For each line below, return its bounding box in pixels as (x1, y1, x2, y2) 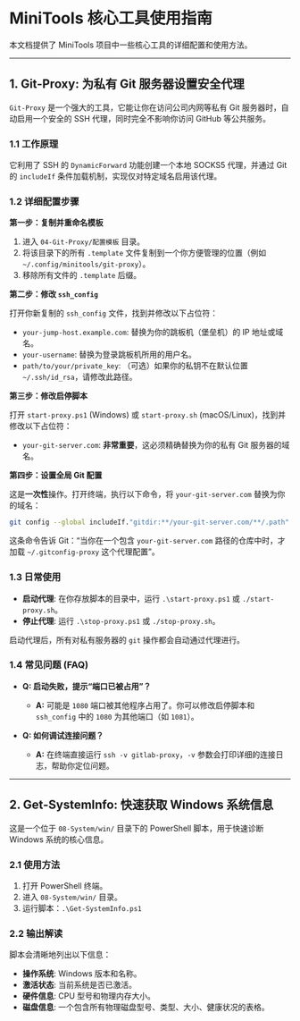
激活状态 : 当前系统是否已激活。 (21, 980, 137, 991)
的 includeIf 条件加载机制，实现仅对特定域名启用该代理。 (9, 171, 222, 181)
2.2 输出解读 (9, 927, 63, 940)
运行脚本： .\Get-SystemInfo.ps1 (21, 902, 142, 913)
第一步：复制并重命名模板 (9, 217, 104, 228)
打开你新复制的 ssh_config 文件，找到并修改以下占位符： (9, 308, 219, 318)
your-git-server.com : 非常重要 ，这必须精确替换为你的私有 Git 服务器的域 (21, 440, 290, 451)
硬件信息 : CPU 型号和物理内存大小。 (21, 991, 156, 1001)
